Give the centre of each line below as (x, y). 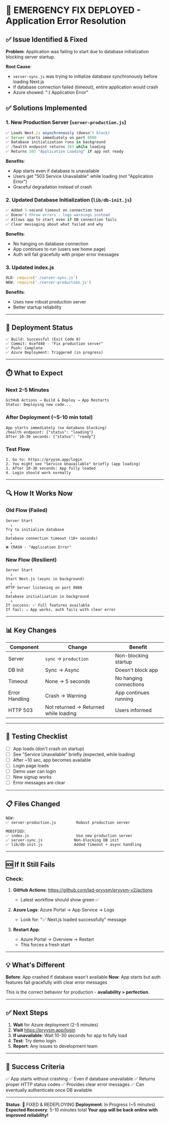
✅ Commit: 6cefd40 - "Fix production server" (54, 344)
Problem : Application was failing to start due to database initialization (77, 52)
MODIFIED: (16, 831)
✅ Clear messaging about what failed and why (54, 224)
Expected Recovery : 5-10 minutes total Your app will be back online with (82, 1109)
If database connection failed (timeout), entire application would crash (86, 87)
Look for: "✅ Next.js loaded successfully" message (73, 920)
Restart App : (26, 930)
